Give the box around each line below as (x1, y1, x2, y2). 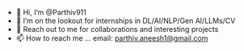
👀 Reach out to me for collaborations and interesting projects (15, 25, 219, 33)
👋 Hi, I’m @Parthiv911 (15, 8, 87, 17)
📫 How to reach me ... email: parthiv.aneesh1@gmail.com (15, 33, 208, 43)
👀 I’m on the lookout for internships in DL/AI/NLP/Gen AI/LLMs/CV (15, 16, 236, 25)
